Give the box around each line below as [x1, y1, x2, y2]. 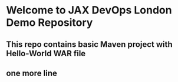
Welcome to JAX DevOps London [6, 4, 172, 17]
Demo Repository [6, 16, 93, 29]
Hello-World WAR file [6, 48, 86, 59]
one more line [6, 68, 57, 78]
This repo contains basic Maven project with [6, 39, 173, 49]
